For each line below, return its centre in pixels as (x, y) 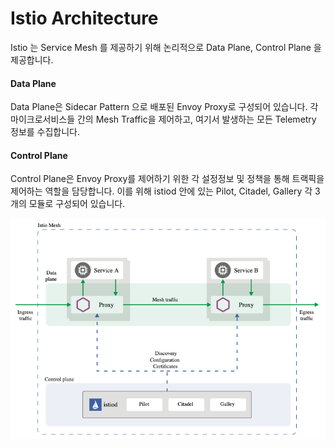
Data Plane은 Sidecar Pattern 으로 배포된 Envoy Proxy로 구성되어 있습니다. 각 (164, 107)
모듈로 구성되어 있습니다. (77, 204)
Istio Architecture (84, 18)
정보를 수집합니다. (45, 132)
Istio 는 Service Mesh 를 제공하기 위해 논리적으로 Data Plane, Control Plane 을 (166, 47)
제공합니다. (32, 59)
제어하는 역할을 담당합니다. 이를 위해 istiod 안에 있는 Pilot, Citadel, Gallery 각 (161, 191)
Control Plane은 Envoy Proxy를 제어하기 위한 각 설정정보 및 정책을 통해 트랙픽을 (167, 179)
